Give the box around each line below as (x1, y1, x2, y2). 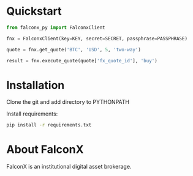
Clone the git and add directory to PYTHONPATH (6, 98, 130, 106)
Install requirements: (6, 110, 58, 117)
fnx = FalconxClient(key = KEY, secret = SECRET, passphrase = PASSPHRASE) (6, 35, 188, 42)
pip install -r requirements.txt (6, 122, 92, 128)
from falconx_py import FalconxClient (6, 24, 105, 31)
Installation (6, 78, 65, 92)
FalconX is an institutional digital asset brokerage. (6, 163, 132, 170)
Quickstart (6, 4, 62, 18)
